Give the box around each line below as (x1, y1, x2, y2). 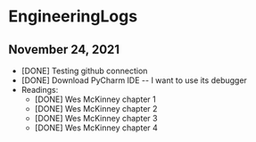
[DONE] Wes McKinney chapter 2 (34, 104, 158, 113)
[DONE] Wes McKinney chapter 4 (34, 122, 158, 133)
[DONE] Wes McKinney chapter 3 (34, 113, 158, 123)
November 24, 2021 (8, 42, 120, 57)
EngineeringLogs (8, 6, 138, 27)
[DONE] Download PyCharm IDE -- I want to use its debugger (21, 75, 247, 86)
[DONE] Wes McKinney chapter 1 (34, 94, 157, 104)
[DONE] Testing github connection (21, 65, 148, 76)
